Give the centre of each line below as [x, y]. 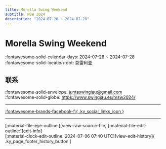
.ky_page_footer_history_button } [38, 142]
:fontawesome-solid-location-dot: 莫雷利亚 [49, 63]
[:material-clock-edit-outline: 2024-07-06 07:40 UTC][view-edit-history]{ [80, 136]
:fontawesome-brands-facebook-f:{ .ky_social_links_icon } [65, 112]
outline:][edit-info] [24, 131]
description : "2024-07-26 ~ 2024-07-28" [47, 19]
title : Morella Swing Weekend [36, 10]
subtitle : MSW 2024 [25, 14]
